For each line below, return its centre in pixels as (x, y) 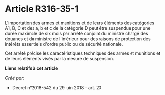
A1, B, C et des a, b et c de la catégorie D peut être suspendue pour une (78, 28)
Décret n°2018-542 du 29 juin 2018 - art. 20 (57, 87)
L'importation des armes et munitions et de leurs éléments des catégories (80, 23)
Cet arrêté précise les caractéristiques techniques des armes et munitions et (83, 53)
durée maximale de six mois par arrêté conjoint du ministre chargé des (77, 33)
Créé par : (15, 78)
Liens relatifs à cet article (32, 68)
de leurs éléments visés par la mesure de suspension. (60, 58)
